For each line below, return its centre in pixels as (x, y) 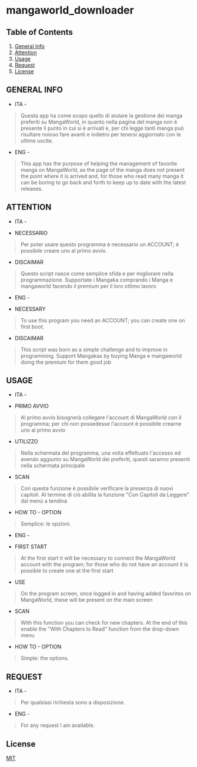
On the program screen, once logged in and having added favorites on (106, 593)
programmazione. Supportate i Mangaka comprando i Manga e (97, 280)
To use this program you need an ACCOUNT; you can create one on (103, 320)
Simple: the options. (45, 658)
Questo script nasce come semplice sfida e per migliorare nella (97, 273)
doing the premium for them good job (66, 362)
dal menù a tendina (44, 501)
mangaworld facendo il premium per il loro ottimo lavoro (89, 286)
